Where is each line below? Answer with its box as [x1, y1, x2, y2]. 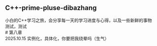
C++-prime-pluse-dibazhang [5, 4, 97, 12]
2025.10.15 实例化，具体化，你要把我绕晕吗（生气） [5, 35, 109, 41]
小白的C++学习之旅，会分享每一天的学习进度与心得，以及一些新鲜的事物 [5, 17, 152, 23]
